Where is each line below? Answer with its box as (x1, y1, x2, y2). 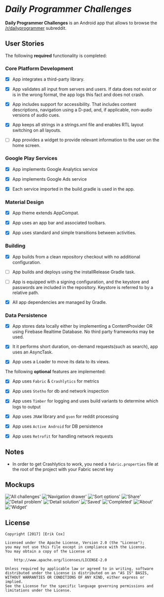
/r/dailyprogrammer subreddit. (5, 25, 67, 31)
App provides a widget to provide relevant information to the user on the (12, 137, 160, 143)
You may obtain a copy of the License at (5, 549, 92, 554)
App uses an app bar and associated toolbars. (12, 220, 106, 226)
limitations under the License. (5, 588, 72, 593)
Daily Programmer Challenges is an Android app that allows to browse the (5, 20, 157, 26)
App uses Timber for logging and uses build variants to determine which (12, 398, 159, 404)
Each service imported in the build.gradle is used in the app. (12, 186, 135, 192)
